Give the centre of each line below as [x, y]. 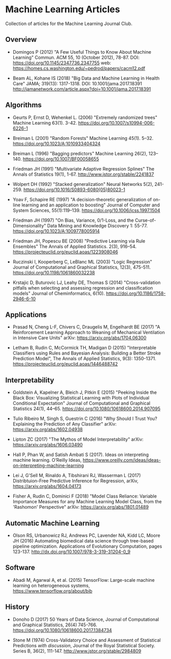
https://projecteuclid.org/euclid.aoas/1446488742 [65, 364]
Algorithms [23, 105]
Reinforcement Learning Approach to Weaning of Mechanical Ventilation [89, 333]
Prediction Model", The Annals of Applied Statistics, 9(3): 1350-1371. [84, 359]
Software [20, 568]
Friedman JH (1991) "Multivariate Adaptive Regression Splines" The [83, 169]
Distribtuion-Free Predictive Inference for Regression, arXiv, [76, 481]
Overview [21, 40]
